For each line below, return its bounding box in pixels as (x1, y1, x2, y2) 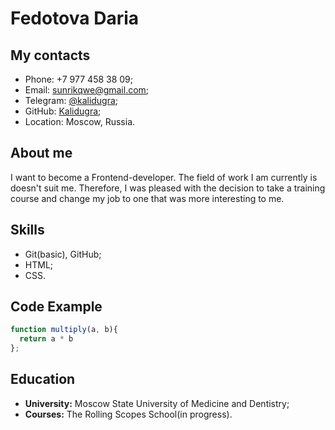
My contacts (10, 47, 91, 64)
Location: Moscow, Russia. (24, 116, 136, 127)
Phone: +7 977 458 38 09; (24, 73, 134, 85)
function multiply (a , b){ (10, 325, 118, 335)
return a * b (19, 334, 74, 344)
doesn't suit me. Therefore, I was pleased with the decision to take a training (10, 182, 326, 194)
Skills (10, 222, 45, 239)
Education (10, 371, 76, 388)
